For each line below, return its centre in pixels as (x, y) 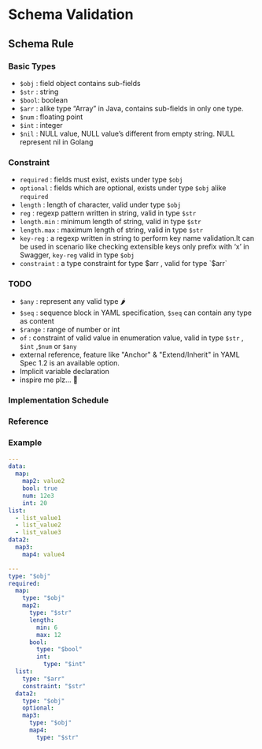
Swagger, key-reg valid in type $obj (77, 255)
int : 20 (35, 503)
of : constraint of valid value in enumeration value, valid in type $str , (131, 338)
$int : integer (41, 125)
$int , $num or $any (48, 346)
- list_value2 (38, 525)
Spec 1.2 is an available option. (70, 363)
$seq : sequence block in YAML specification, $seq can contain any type (135, 313)
